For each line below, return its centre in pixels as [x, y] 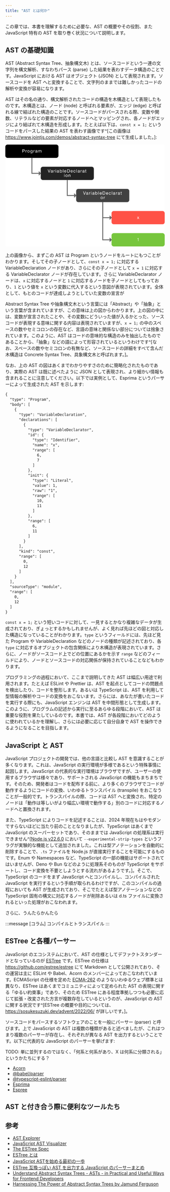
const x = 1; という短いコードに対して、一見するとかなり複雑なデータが [81, 622]
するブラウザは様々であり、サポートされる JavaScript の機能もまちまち [84, 777]
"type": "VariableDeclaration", [53, 415]
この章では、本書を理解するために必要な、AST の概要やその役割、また [79, 26]
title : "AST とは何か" [28, 11]
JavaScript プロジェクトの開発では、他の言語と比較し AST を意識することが [85, 759]
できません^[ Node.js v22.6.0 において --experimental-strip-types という [81, 839]
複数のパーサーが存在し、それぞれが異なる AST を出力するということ [86, 1035]
